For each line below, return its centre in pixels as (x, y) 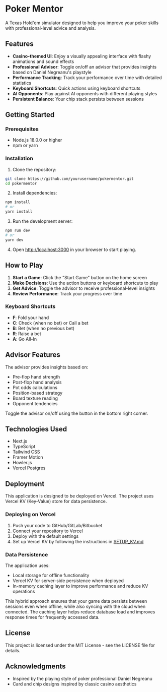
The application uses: (28, 565)
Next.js (20, 441)
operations (24, 591)
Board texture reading (35, 398)
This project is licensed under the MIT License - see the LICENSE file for (80, 645)
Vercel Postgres (29, 468)
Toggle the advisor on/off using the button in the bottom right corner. (77, 413)
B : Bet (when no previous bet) (43, 328)
